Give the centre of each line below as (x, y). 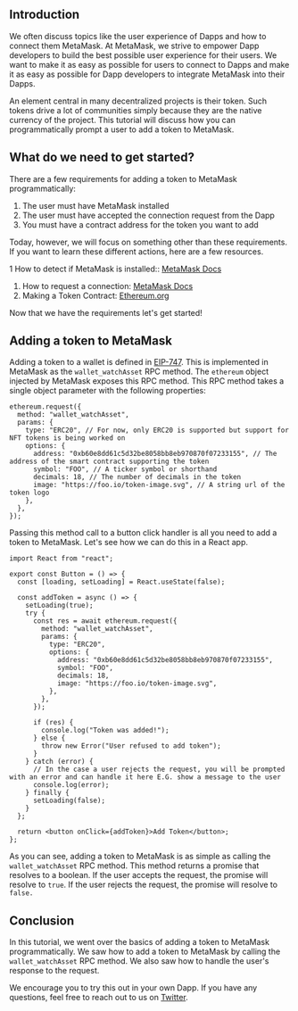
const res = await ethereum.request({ (105, 621)
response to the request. (54, 971)
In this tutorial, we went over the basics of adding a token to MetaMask (140, 942)
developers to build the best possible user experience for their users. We (143, 55)
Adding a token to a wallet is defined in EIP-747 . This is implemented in (139, 362)
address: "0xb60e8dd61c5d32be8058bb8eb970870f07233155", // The (155, 454)
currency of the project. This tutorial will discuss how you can (123, 120)
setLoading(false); (69, 801)
